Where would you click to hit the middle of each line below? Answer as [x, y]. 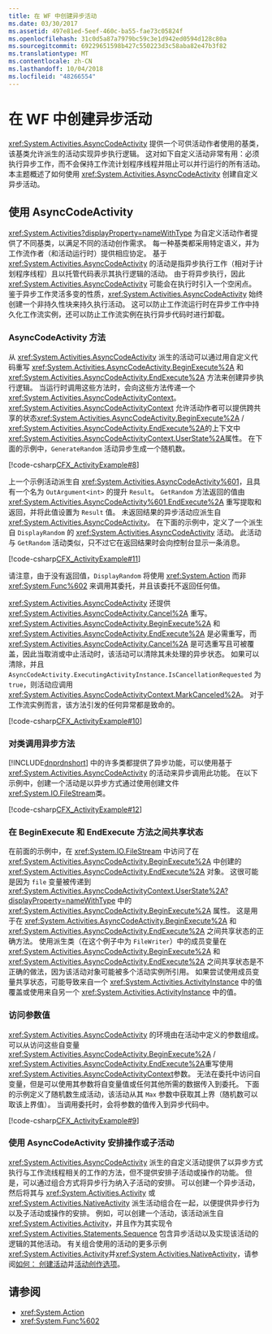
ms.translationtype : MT [49, 54]
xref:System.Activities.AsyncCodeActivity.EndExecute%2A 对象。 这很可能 [134, 872]
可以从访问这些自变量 [44, 1044]
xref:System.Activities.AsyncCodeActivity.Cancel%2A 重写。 [110, 613]
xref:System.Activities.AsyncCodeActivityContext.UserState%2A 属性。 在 [132, 438]
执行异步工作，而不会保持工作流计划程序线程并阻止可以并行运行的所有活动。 [136, 163]
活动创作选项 [96, 1264]
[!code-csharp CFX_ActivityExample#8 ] [74, 464]
